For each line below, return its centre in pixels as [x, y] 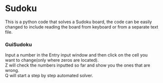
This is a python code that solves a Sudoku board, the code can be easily [79, 22]
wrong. [12, 70]
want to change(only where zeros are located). [52, 60]
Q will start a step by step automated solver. [49, 76]
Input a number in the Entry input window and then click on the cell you [76, 55]
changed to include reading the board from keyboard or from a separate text [82, 27]
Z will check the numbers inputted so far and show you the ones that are [78, 65]
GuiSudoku [18, 44]
